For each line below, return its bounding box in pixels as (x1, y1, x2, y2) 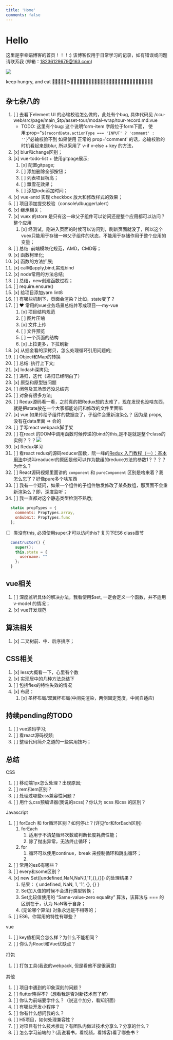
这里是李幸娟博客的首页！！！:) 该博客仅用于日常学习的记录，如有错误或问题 (6, 52, 168, 58)
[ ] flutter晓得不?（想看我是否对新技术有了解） (13, 991, 111, 997)
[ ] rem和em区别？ (13, 786, 52, 792)
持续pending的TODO (6, 711, 73, 720)
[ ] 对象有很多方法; (13, 392, 53, 398)
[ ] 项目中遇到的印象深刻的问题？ (13, 984, 83, 991)
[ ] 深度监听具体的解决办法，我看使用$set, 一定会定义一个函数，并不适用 (13, 594, 166, 600)
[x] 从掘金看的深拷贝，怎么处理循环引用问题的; (13, 348, 112, 354)
